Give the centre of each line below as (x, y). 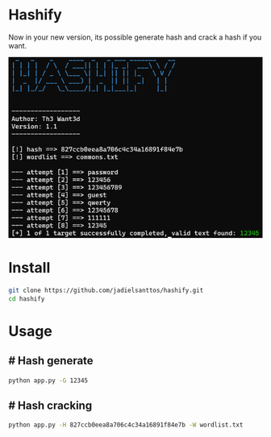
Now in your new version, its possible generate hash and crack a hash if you (135, 37)
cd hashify (27, 299)
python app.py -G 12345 (48, 381)
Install (29, 268)
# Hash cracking (50, 405)
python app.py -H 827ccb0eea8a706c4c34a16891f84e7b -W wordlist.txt (126, 425)
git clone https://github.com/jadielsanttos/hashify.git (106, 290)
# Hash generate (51, 361)
